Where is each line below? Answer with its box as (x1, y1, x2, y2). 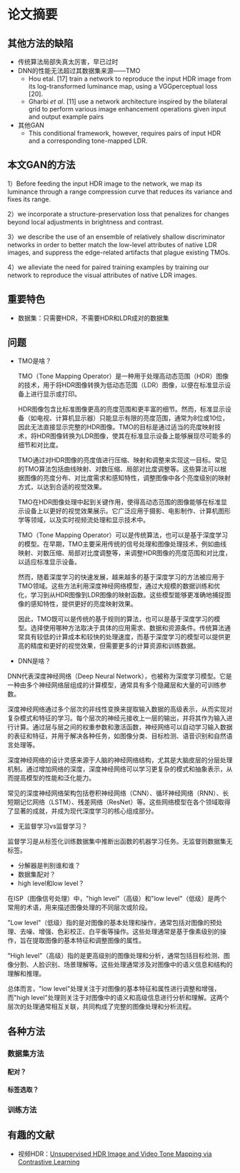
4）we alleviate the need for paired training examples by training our (7, 262, 209, 271)
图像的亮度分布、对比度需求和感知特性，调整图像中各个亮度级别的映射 (24, 474, 231, 482)
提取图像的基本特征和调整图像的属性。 (31, 937, 145, 945)
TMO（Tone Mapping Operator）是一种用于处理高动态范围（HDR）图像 (17, 372, 229, 381)
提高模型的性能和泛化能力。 (13, 774, 95, 782)
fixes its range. (7, 194, 51, 204)
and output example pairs (28, 112, 104, 121)
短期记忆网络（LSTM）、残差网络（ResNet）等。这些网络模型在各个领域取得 (7, 798, 231, 807)
